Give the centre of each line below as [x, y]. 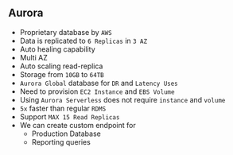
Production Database [66, 134]
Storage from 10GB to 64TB [62, 74]
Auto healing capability [57, 49]
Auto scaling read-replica [61, 66]
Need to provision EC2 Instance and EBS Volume [97, 91]
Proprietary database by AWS [66, 32]
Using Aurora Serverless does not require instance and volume [122, 99]
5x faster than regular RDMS [63, 108]
